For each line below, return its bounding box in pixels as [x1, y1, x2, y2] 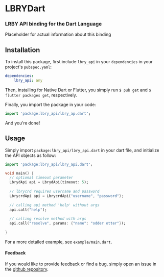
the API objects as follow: [5, 152, 56, 158]
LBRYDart [5, 3, 46, 14]
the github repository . [5, 266, 49, 272]
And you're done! [5, 120, 40, 126]
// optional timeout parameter [9, 175, 73, 180]
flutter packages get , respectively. [5, 92, 77, 98]
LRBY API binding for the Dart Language [5, 21, 102, 27]
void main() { [5, 171, 34, 176]
